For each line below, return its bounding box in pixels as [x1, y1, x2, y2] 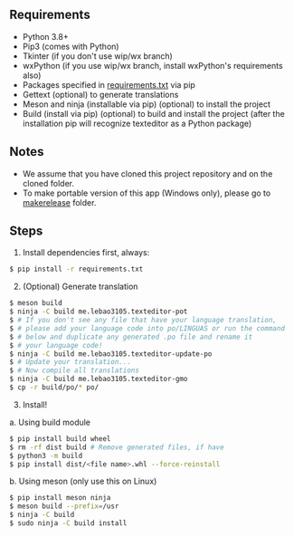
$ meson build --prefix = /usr [9, 502, 119, 511]
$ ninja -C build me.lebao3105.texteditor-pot [9, 307, 188, 316]
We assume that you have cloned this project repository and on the [22, 168, 273, 179]
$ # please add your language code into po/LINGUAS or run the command [9, 323, 285, 333]
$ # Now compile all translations [9, 366, 140, 375]
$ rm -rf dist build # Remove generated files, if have [9, 443, 224, 452]
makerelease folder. [22, 197, 97, 207]
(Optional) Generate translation [22, 281, 138, 292]
